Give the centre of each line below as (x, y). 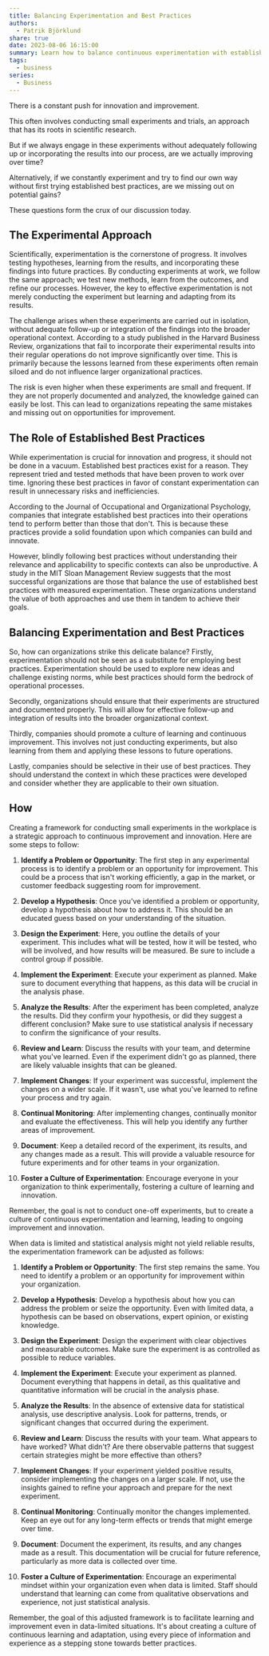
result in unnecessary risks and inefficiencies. (85, 491)
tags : (18, 61)
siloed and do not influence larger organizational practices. (106, 372)
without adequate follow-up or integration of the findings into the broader (130, 330)
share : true (29, 38)
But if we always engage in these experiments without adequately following (133, 145)
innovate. (24, 541)
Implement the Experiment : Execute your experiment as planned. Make (139, 974)
